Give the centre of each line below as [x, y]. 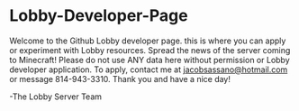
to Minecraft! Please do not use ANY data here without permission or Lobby [149, 60]
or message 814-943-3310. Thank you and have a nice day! [120, 79]
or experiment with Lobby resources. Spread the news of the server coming [150, 50]
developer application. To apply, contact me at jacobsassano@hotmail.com [149, 69]
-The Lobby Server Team [55, 97]
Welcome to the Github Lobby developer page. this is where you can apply [148, 41]
